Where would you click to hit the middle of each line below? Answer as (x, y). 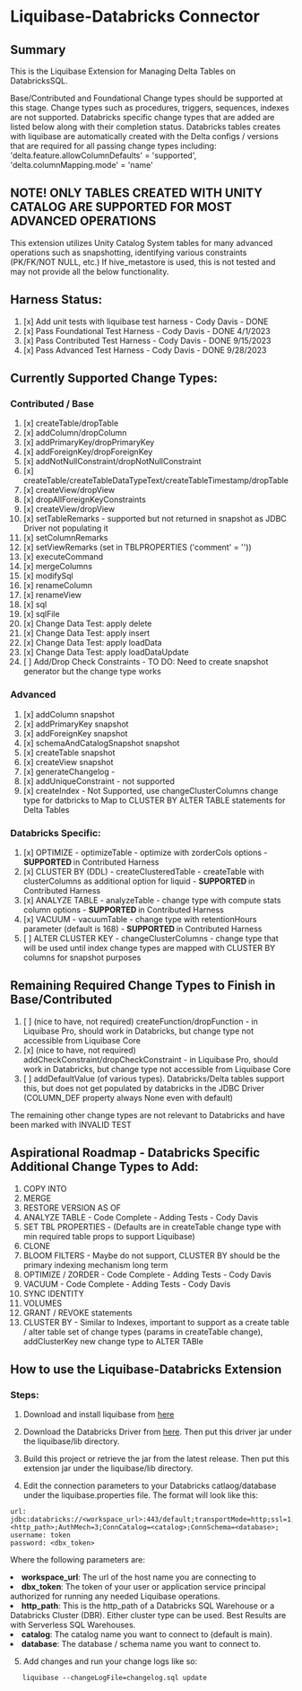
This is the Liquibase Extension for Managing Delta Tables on (123, 71)
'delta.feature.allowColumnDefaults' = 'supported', (104, 155)
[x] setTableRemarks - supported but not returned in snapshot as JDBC (155, 519)
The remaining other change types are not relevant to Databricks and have (148, 1114)
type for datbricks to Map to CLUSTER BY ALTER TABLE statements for (154, 800)
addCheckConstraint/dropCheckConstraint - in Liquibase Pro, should (151, 1059)
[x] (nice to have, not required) (80, 1050)
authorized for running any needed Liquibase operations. (115, 1597)
